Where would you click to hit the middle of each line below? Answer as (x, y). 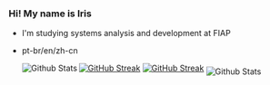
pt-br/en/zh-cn (50, 51)
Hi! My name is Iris (50, 14)
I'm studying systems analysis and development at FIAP (126, 33)
